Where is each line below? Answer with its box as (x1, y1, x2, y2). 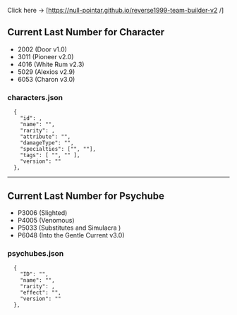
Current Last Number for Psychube (7, 190, 164, 202)
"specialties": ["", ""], (20, 146, 97, 153)
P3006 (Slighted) (17, 208, 68, 217)
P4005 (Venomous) (17, 216, 75, 224)
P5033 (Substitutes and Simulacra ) (17, 223, 121, 232)
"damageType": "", (20, 140, 74, 147)
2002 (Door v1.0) (17, 45, 67, 54)
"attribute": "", (20, 133, 71, 140)
